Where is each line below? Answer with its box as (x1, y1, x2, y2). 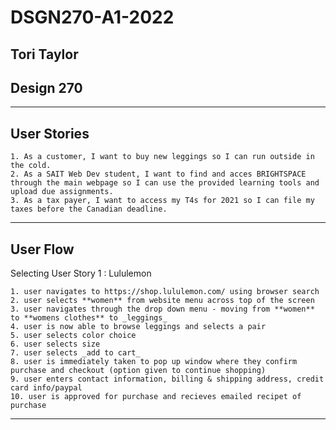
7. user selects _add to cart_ (10, 348, 141, 358)
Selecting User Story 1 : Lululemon (10, 267, 152, 280)
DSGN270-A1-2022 (10, 6, 175, 29)
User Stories (10, 125, 90, 142)
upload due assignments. (10, 187, 114, 197)
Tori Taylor (10, 46, 79, 63)
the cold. (10, 161, 52, 171)
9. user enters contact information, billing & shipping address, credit (10, 374, 325, 385)
